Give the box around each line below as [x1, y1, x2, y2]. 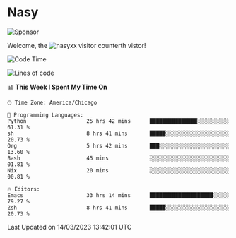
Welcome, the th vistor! [7, 41, 146, 49]
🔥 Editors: [7, 185, 40, 193]
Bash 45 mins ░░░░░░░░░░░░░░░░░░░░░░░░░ [7, 155, 230, 162]
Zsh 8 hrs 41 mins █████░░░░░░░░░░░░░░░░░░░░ [7, 204, 230, 211]
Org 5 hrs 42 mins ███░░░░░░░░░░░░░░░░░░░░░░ [7, 142, 230, 149]
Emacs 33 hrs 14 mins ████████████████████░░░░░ [7, 191, 230, 198]
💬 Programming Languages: [7, 111, 83, 119]
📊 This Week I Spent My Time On [7, 83, 107, 91]
